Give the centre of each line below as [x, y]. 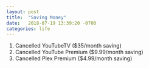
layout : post [23, 12]
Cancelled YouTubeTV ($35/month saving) [68, 46]
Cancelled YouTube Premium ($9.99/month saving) [79, 52]
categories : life [28, 29]
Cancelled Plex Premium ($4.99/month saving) [74, 58]
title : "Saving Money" [36, 17]
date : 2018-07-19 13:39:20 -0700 [51, 23]
